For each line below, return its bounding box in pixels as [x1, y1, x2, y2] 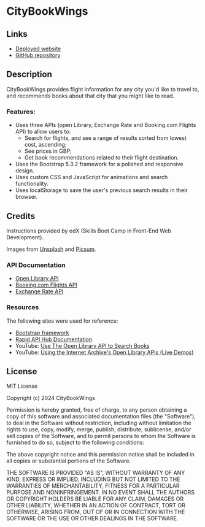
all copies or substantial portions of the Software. [6, 457, 131, 464]
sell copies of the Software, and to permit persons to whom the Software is [6, 433, 196, 440]
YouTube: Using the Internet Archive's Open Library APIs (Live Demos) [15, 348, 194, 356]
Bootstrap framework [15, 329, 69, 336]
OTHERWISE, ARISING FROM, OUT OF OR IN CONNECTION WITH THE [6, 508, 185, 516]
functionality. [15, 180, 48, 188]
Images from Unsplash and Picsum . [6, 245, 96, 253]
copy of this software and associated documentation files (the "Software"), [6, 413, 196, 420]
